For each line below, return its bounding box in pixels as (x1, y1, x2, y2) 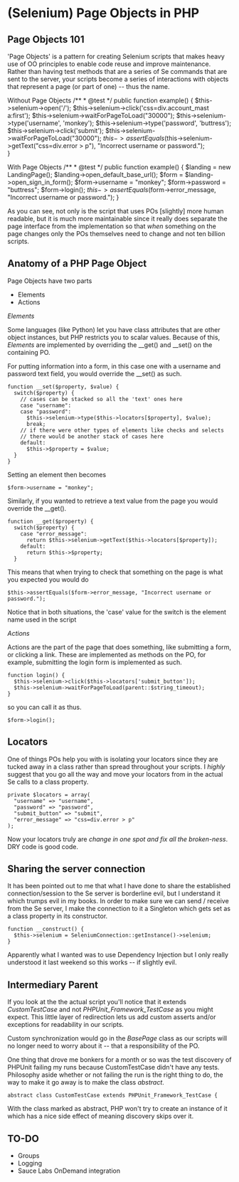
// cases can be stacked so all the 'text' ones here (20, 395, 183, 403)
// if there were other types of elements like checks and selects (20, 427, 224, 434)
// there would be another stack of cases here (20, 432, 164, 440)
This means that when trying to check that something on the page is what (7, 568, 223, 576)
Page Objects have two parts (7, 276, 92, 285)
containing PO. (7, 348, 51, 356)
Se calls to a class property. (7, 777, 89, 786)
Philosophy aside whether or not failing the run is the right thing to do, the (7, 1070, 223, 1079)
